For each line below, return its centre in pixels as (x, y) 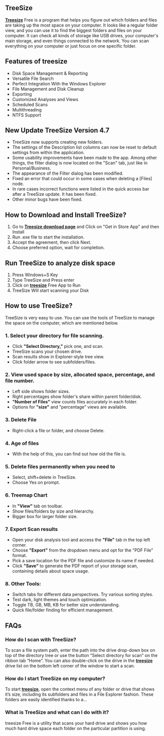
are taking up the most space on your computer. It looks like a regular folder (82, 25)
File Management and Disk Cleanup (48, 89)
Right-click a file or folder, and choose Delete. (58, 430)
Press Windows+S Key (35, 275)
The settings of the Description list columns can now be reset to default (84, 147)
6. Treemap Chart (26, 495)
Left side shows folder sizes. (41, 392)
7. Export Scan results (32, 529)
